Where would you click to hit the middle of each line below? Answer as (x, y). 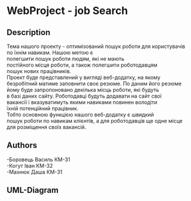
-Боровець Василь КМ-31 (38, 160)
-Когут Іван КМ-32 (30, 165)
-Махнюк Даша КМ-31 (35, 172)
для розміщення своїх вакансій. (47, 127)
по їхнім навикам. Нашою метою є (50, 53)
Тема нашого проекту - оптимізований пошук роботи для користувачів (96, 46)
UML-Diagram (33, 190)
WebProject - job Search (67, 11)
